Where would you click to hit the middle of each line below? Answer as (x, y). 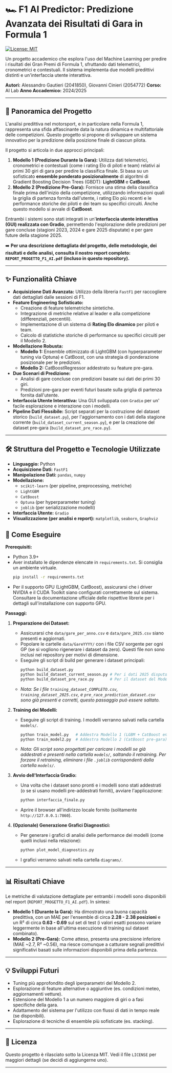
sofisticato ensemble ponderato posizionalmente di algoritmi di (80, 176)
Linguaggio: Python (34, 464)
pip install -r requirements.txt (48, 577)
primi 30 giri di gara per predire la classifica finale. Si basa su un (80, 171)
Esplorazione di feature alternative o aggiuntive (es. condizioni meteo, (86, 988)
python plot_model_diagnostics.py (57, 850)
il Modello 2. (33, 340)
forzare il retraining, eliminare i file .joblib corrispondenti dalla (87, 760)
